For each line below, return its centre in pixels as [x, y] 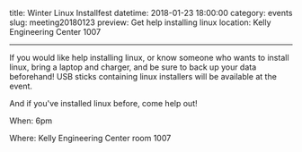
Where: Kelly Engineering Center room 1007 [90, 138]
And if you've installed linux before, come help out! [103, 103]
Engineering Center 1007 [55, 32]
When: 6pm [31, 121]
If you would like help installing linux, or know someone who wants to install [149, 58]
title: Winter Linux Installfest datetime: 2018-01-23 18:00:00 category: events [151, 13]
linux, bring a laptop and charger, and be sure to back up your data [133, 67]
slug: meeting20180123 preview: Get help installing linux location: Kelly [140, 22]
